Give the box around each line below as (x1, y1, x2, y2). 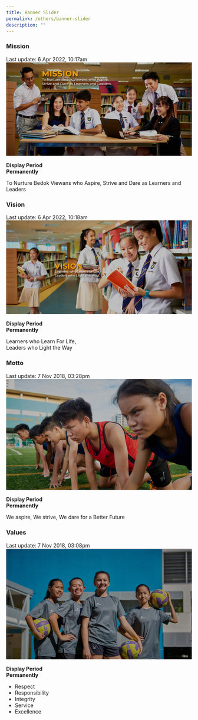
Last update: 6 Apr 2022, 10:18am (6, 214, 88, 221)
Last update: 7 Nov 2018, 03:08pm (6, 542, 90, 549)
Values (6, 529, 27, 537)
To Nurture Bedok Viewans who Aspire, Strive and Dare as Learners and (6, 180, 181, 187)
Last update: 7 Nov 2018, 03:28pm (6, 372, 90, 379)
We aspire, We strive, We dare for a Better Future (6, 514, 126, 521)
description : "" (6, 22, 46, 28)
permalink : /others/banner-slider (6, 15, 91, 22)
